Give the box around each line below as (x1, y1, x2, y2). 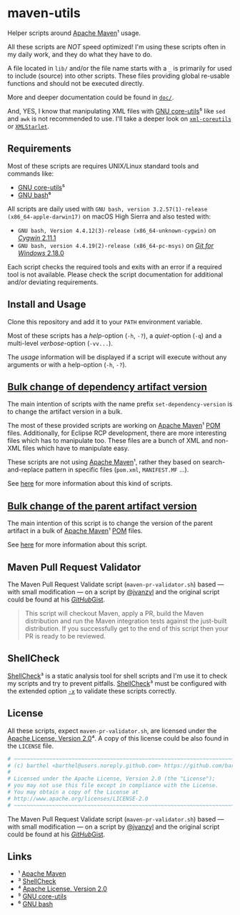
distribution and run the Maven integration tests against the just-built (24, 616, 227, 625)
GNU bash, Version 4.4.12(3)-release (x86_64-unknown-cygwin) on (17, 226, 216, 234)
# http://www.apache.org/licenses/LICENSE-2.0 (7, 795, 149, 802)
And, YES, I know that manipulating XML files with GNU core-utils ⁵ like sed (7, 106, 226, 115)
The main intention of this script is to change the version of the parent (7, 519, 213, 528)
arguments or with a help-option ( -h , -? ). (7, 360, 127, 369)
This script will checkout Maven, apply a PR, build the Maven (24, 609, 204, 617)
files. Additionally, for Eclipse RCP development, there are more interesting (7, 429, 227, 437)
